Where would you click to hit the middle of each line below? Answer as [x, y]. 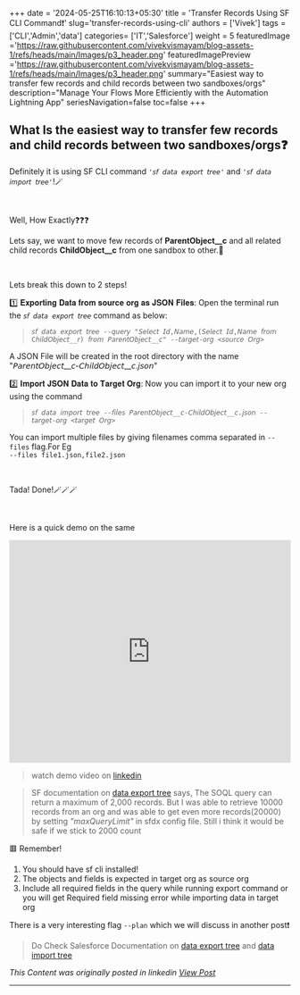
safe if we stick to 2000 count [86, 831]
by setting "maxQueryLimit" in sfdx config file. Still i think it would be [157, 821]
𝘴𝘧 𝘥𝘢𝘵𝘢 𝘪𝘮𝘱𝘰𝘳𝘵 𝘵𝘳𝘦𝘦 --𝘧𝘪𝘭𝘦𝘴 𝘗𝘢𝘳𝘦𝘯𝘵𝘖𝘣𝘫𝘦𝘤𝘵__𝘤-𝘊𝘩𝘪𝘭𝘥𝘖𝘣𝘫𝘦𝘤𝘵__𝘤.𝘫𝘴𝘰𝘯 [143, 413]
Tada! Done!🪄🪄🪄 [43, 489]
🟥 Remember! [36, 849]
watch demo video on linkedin [86, 775]
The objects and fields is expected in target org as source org [135, 878]
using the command [46, 396]
